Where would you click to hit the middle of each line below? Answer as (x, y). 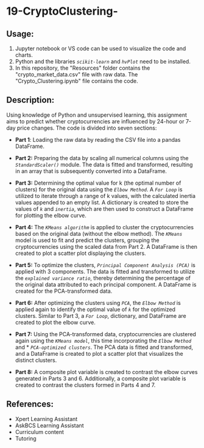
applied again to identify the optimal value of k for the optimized (95, 309)
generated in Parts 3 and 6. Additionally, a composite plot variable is (100, 378)
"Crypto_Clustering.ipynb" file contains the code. (76, 81)
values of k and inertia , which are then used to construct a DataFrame (104, 208)
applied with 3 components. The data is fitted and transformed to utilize (105, 271)
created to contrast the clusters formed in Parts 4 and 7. (85, 385)
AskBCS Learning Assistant (49, 425)
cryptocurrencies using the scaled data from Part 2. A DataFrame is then (106, 246)
